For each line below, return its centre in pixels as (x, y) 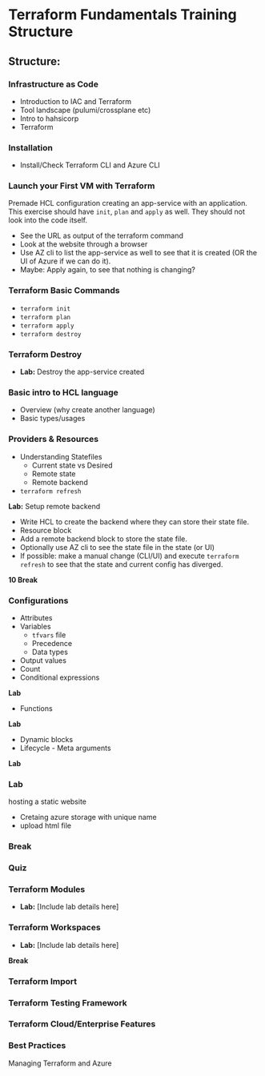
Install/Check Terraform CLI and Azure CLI (90, 165)
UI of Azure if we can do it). (65, 261)
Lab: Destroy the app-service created (82, 372)
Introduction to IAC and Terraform (76, 101)
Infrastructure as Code (53, 84)
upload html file (46, 825)
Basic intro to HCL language (63, 392)
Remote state (54, 473)
